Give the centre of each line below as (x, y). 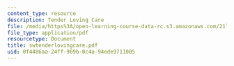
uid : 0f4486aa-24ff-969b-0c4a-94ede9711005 (71, 52)
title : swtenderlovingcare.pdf (53, 45)
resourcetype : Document (42, 39)
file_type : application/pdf (48, 33)
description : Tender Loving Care (56, 20)
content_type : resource (42, 13)
